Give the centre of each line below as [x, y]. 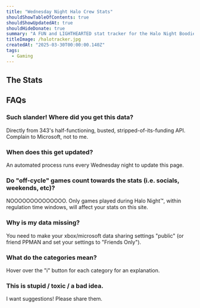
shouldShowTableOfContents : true [48, 17]
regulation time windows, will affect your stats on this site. [77, 207]
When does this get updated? [50, 152]
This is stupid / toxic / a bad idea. [55, 285]
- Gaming [22, 56]
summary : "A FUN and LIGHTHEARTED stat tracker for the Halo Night [92, 34]
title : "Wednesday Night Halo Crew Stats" [60, 12]
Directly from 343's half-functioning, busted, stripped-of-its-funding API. [96, 130]
